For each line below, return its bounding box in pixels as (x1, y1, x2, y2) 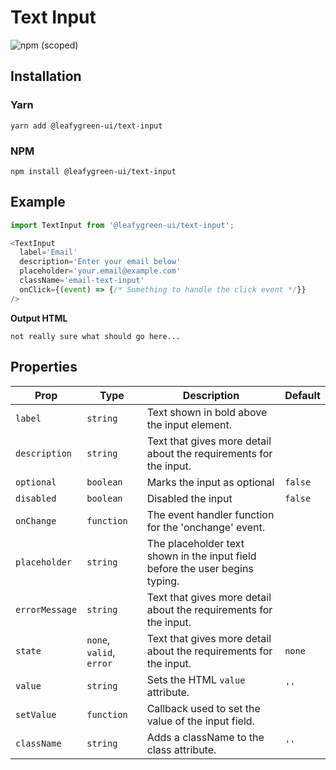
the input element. (146, 417, 232, 431)
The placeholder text (146, 536, 245, 550)
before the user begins (146, 561, 254, 575)
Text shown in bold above (146, 405, 268, 419)
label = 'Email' (19, 247, 78, 258)
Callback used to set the (146, 701, 261, 715)
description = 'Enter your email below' (19, 257, 182, 267)
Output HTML (10, 312, 68, 324)
